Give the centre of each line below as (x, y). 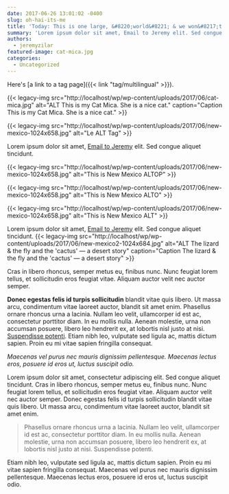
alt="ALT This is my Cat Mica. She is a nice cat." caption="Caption (129, 105)
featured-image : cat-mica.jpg (50, 52)
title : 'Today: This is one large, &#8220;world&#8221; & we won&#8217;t (115, 26)
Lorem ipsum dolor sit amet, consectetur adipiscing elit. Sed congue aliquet (114, 377)
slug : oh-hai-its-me (37, 20)
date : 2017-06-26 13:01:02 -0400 (55, 13)
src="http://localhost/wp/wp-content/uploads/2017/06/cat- (135, 98)
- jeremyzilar (33, 45)
